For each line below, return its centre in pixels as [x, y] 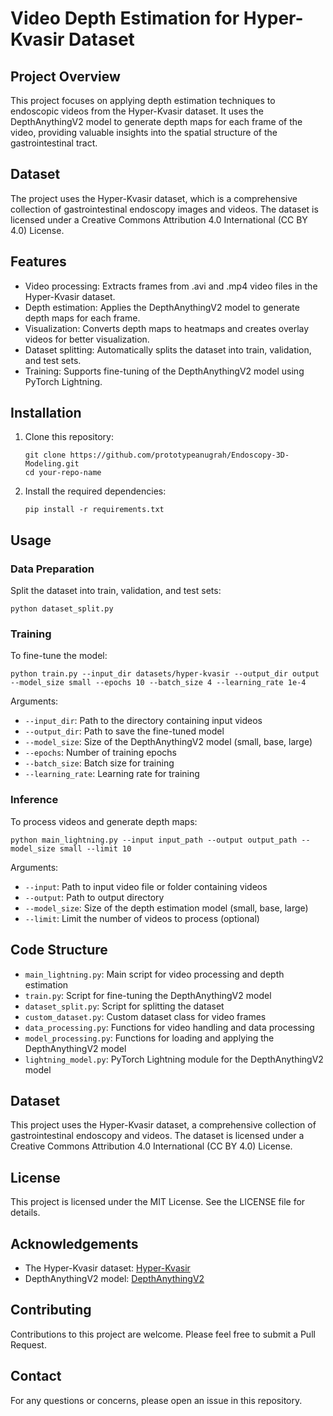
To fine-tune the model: [59, 656]
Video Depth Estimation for [125, 18]
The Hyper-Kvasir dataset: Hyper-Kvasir [107, 1268]
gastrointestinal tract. [54, 143]
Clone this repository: [69, 437]
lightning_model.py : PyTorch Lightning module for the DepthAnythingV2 [174, 1059]
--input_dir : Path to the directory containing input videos [143, 721]
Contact [36, 1376]
